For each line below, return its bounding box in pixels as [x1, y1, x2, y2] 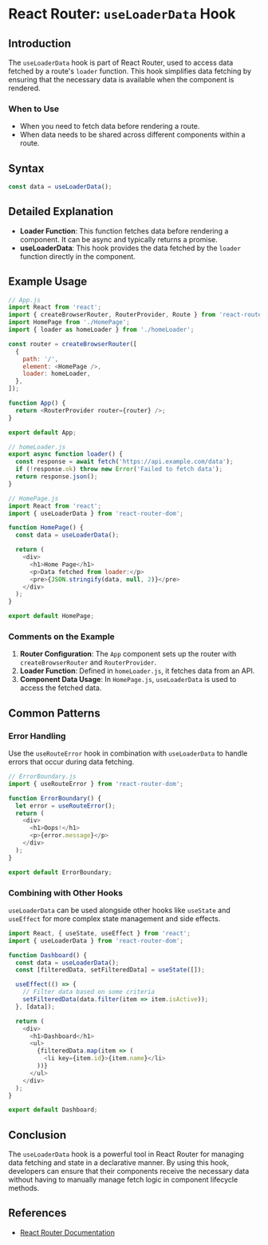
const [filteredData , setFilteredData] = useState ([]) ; [15, 966, 205, 974]
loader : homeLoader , [22, 369, 91, 378]
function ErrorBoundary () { [8, 794, 102, 802]
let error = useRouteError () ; [15, 801, 116, 810]
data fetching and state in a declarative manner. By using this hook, [8, 1158, 230, 1167]
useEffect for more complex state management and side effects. [8, 913, 221, 924]
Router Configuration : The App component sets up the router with [19, 649, 237, 659]
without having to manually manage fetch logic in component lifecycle [8, 1175, 238, 1184]
